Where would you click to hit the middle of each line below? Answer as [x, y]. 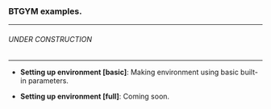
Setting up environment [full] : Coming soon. [95, 96]
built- [249, 72]
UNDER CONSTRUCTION [50, 39]
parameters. [48, 80]
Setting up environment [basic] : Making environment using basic [129, 72]
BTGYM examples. [45, 11]
